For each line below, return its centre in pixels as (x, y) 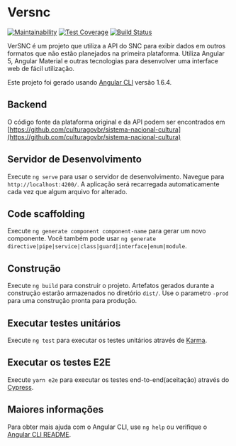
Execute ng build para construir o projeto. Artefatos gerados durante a (111, 286)
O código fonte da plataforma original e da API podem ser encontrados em (116, 122)
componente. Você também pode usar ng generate (82, 238)
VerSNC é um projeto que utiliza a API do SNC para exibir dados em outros (117, 46)
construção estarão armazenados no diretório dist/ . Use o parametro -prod (118, 293)
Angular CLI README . (39, 434)
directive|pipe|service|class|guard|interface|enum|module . (97, 246)
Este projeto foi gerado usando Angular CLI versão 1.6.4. (90, 82)
